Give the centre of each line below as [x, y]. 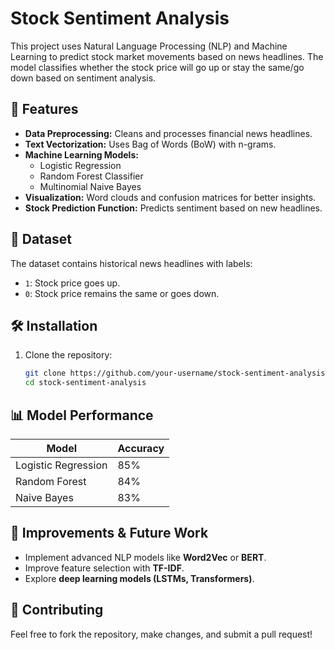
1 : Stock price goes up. [72, 283]
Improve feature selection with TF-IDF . [104, 568]
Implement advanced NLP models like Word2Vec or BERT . [145, 557]
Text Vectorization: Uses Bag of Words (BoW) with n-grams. [150, 144]
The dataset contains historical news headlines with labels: [131, 263]
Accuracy [141, 448]
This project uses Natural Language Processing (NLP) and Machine [149, 46]
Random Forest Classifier [91, 176]
